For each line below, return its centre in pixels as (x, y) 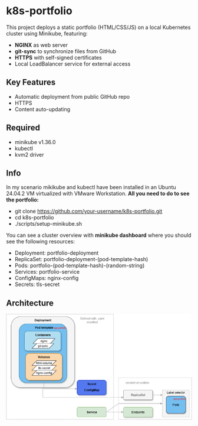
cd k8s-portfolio (34, 217)
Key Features (31, 82)
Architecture (30, 303)
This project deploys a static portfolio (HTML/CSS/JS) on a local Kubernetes (98, 27)
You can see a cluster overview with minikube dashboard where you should (99, 235)
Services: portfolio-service (47, 272)
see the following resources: (41, 242)
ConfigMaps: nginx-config (47, 278)
